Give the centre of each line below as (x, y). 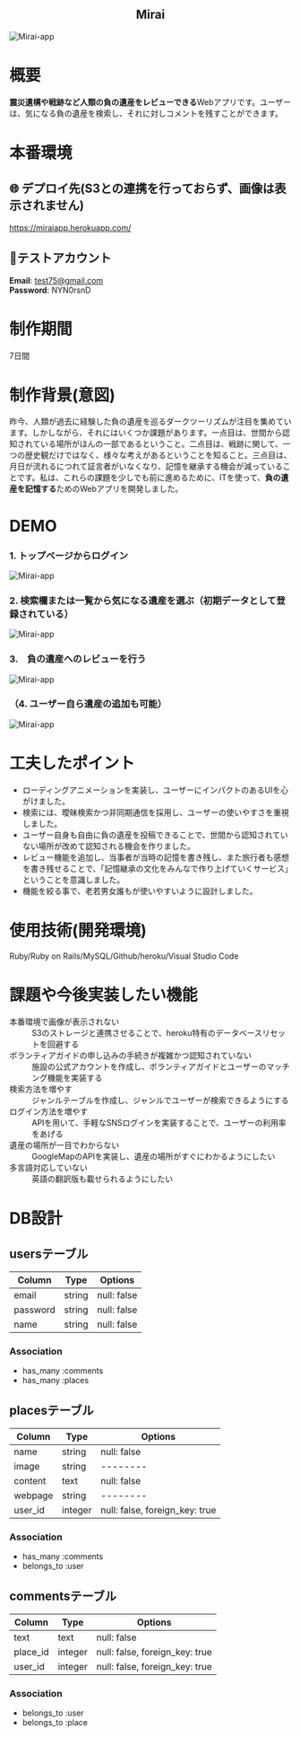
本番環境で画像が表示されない (64, 1022)
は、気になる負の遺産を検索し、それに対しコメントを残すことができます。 (146, 113)
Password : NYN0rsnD (50, 290)
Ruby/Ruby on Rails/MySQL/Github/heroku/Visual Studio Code (124, 956)
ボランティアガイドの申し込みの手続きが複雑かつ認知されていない (131, 1055)
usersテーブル (49, 1254)
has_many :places (56, 1380)
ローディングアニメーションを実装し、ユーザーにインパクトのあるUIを (151, 790)
